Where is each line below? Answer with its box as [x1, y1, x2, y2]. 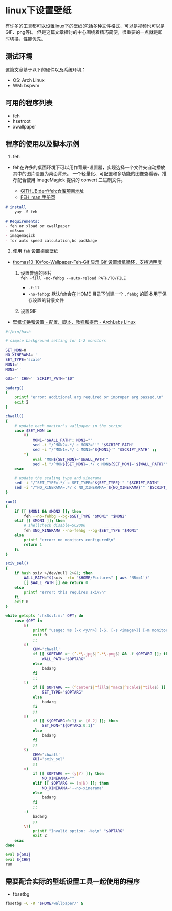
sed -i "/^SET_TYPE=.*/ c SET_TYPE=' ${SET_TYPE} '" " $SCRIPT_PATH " [14, 480, 159, 486]
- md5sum [5, 228, 24, 233]
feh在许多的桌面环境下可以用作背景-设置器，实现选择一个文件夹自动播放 [12, 164, 165, 170]
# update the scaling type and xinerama [14, 476, 102, 481]
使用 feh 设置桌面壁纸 [12, 248, 59, 254]
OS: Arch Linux [12, 77, 45, 83]
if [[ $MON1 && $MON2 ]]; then [14, 508, 81, 514]
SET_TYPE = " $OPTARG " [41, 690, 83, 695]
